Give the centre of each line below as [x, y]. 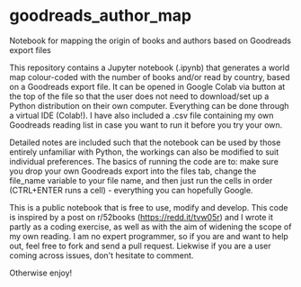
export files [30, 49]
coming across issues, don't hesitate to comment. [102, 255]
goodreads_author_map [101, 16]
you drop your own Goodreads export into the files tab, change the [133, 171]
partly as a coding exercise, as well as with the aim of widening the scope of [150, 227]
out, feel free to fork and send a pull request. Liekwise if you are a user [140, 246]
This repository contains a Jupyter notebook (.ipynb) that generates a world [150, 67]
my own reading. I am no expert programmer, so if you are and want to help [149, 236]
